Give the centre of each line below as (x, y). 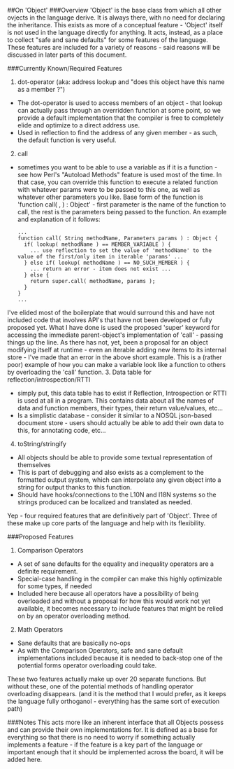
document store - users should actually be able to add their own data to (120, 423)
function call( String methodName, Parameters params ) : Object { (117, 238)
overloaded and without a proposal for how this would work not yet (114, 601)
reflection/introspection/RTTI (49, 380)
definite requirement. (47, 571)
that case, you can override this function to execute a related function (118, 182)
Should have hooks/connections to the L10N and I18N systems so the (117, 494)
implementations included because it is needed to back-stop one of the (120, 658)
